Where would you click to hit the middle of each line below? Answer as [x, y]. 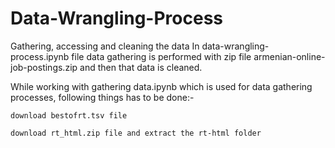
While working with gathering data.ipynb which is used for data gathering [161, 86]
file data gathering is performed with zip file [161, 56]
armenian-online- [289, 56]
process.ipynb [40, 56]
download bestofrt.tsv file [69, 115]
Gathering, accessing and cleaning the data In [105, 46]
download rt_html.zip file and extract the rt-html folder [136, 133]
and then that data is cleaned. [141, 67]
